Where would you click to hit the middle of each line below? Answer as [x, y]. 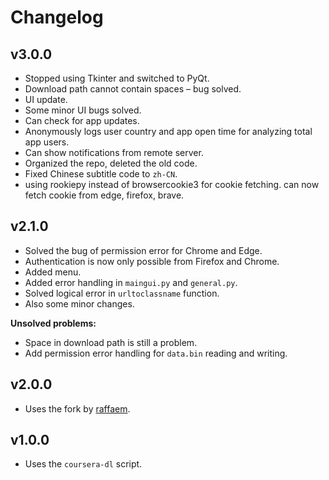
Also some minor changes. [79, 303]
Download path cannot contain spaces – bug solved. [133, 89]
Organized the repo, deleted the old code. [111, 163]
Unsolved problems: [53, 323]
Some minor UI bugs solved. [83, 110]
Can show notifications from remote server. [114, 152]
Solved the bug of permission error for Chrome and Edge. [143, 250]
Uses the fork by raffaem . [77, 408]
